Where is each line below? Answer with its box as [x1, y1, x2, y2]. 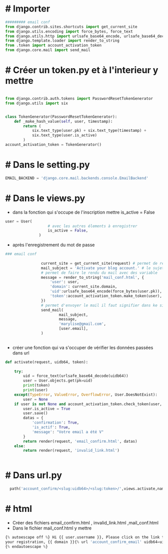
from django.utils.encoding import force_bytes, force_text [5, 29, 133, 34]
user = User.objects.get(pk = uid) [23, 378, 93, 384]
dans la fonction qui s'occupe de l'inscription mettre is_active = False [12, 209, 155, 215]
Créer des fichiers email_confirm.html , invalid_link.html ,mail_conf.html [12, 519, 159, 525]
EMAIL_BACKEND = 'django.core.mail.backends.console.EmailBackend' [5, 175, 149, 180]
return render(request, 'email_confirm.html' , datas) [23, 439, 137, 444]
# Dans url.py [5, 470, 62, 481]
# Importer [5, 3, 50, 15]
